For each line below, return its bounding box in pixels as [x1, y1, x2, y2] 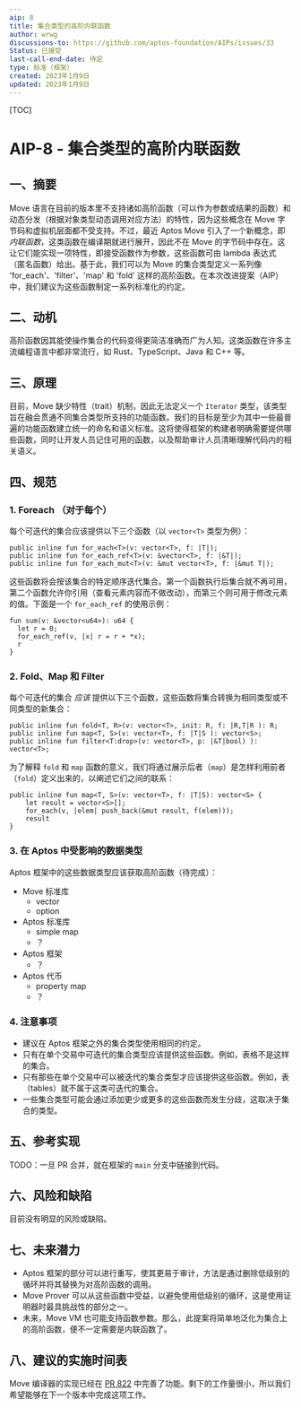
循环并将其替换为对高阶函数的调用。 [21, 1279, 157, 1290]
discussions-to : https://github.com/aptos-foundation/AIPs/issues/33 [9, 38, 275, 48]
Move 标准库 [21, 885, 70, 897]
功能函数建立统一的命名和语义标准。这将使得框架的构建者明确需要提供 [24, 423, 284, 434]
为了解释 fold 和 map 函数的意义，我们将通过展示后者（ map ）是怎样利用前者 [9, 761, 287, 772]
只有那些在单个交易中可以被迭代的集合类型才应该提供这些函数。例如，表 [21, 1071, 289, 1082]
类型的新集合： [16, 703, 73, 714]
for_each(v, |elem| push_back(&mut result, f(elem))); [25, 806, 235, 816]
